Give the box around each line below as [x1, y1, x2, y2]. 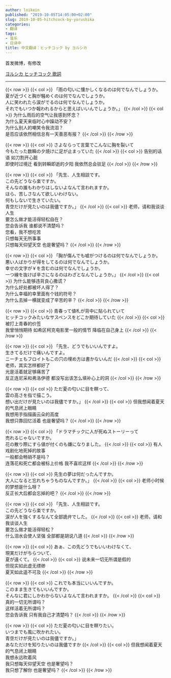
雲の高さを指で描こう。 [5, 392, 54, 398]
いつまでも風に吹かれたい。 [5, 629, 64, 635]
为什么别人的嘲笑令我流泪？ [5, 124, 64, 130]
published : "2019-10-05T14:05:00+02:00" [5, 12, 93, 17]
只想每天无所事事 [5, 235, 41, 241]
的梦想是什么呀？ [5, 484, 41, 490]
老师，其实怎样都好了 [5, 362, 50, 368]
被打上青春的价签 [5, 320, 41, 326]
